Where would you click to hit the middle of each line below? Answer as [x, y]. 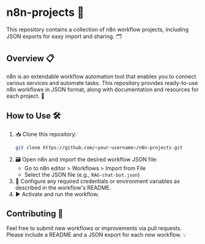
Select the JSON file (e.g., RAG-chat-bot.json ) [82, 175]
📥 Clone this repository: [46, 134]
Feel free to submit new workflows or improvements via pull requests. [94, 228]
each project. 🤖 [25, 96]
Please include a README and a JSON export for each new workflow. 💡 [97, 235]
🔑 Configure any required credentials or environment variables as [98, 181]
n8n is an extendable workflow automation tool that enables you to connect [101, 76]
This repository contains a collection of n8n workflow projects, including [98, 29]
